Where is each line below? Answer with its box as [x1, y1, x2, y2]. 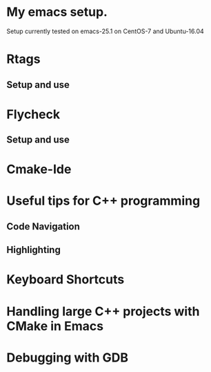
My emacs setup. [6, 4, 108, 20]
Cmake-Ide [6, 162, 72, 177]
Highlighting [6, 244, 61, 256]
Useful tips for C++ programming [6, 193, 201, 209]
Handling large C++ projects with [6, 304, 200, 319]
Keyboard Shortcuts [6, 272, 125, 288]
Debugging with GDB [6, 350, 129, 365]
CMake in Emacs [6, 318, 104, 334]
